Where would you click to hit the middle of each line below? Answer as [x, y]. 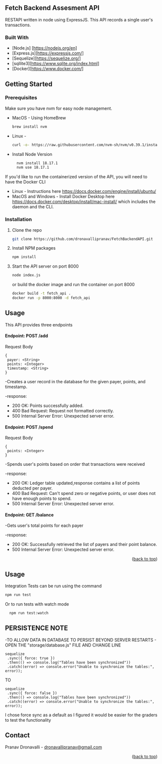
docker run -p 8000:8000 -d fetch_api [51, 298]
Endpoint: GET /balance [29, 515]
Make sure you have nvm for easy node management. [59, 108]
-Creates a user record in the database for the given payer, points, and [75, 381]
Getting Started [29, 84]
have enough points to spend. [42, 499]
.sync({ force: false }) [32, 693]
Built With [17, 37]
